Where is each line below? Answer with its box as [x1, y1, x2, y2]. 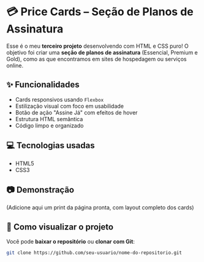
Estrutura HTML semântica [15, 115, 83, 122]
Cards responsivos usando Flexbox [15, 95, 104, 103]
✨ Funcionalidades [6, 80, 80, 90]
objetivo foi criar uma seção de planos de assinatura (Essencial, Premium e [6, 48, 198, 56]
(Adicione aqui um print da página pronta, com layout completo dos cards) [6, 204, 194, 211]
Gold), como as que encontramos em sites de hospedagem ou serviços [6, 55, 187, 62]
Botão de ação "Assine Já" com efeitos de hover [15, 108, 138, 116]
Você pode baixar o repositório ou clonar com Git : [6, 238, 135, 245]
